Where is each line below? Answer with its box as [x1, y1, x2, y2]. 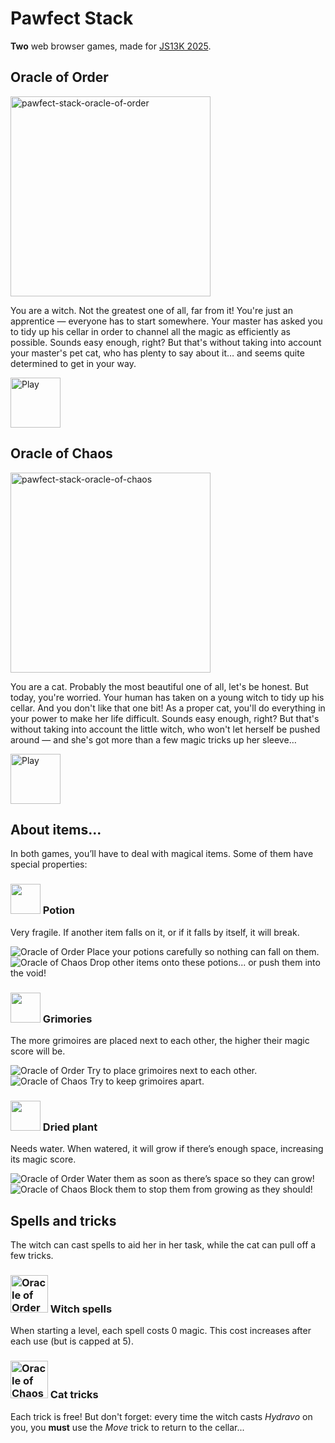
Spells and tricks [10, 1212, 117, 1229]
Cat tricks [49, 1388, 99, 1402]
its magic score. [10, 1153, 77, 1166]
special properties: [10, 858, 88, 871]
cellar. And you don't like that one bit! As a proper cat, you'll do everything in [10, 702, 326, 714]
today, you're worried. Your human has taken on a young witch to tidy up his [10, 691, 325, 703]
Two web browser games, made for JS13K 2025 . [10, 40, 212, 52]
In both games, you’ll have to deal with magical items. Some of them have [10, 848, 314, 860]
